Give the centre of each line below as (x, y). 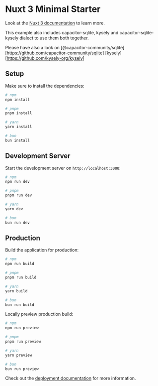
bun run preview (22, 369)
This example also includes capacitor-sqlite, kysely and (62, 32)
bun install (17, 140)
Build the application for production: (42, 250)
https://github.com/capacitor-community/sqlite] (55, 53)
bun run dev (17, 223)
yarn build (16, 291)
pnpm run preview (23, 342)
